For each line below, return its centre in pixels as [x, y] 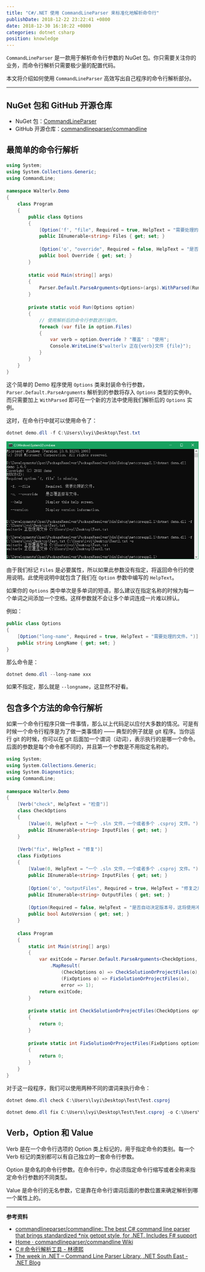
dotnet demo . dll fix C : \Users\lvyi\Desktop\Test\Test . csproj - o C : [94, 1112]
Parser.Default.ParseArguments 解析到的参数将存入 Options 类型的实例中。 [101, 392]
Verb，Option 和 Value [50, 1133]
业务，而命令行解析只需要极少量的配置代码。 [63, 66]
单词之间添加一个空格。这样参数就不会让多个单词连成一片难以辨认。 [97, 598]
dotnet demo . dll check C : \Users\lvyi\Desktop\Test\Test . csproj [88, 1100]
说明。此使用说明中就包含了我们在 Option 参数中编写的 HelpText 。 [95, 578]
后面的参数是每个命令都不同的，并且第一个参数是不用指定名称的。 [89, 747]
